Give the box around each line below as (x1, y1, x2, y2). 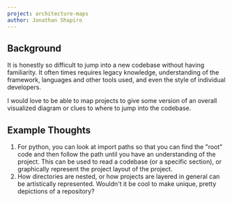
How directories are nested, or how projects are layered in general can (17, 172, 220, 181)
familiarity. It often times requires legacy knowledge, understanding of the (7, 68, 219, 77)
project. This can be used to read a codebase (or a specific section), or (17, 157, 222, 166)
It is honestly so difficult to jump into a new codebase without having (7, 61, 204, 70)
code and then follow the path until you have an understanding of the (17, 150, 216, 159)
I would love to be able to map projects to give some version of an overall (7, 97, 217, 105)
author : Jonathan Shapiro (7, 17, 82, 24)
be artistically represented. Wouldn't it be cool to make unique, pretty (17, 180, 217, 188)
